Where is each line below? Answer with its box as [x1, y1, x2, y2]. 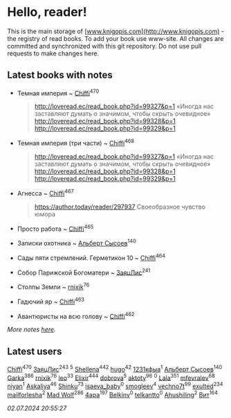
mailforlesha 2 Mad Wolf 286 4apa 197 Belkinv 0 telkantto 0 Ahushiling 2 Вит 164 [7, 390, 219, 399]
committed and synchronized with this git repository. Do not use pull [7, 42, 202, 50]
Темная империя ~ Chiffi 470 [17, 87, 100, 97]
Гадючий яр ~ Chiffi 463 [17, 296, 85, 306]
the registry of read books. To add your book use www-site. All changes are [7, 34, 224, 42]
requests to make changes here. [7, 49, 99, 58]
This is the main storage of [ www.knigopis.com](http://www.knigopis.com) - [7, 27, 225, 35]
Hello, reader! [7, 4, 88, 20]
